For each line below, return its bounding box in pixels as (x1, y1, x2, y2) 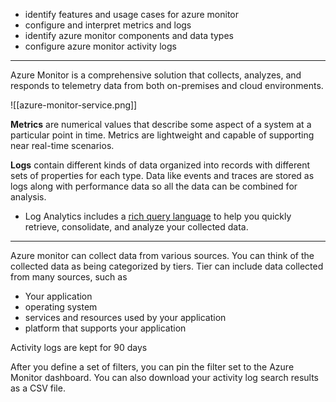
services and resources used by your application (24, 312, 227, 323)
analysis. (10, 191, 47, 203)
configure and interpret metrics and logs (24, 19, 192, 31)
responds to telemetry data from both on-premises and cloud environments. (10, 80, 324, 91)
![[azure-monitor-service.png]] (10, 99, 138, 111)
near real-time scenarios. (10, 140, 115, 151)
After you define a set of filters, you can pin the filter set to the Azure (10, 361, 295, 373)
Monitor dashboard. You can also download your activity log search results (10, 372, 319, 383)
